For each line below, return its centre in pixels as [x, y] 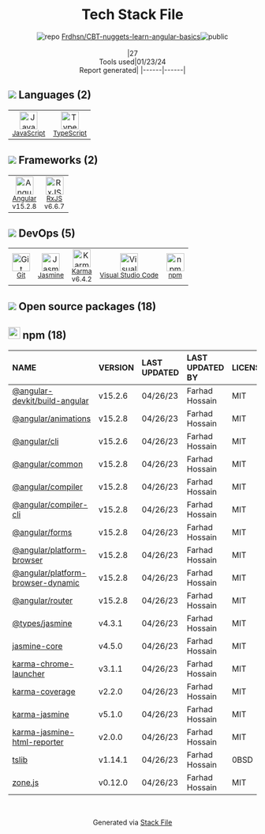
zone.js [26, 783]
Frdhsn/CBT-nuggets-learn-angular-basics [131, 36]
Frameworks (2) [58, 160]
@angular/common [48, 464]
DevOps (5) [47, 233]
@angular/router [43, 601]
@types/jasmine [42, 623]
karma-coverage [44, 692]
